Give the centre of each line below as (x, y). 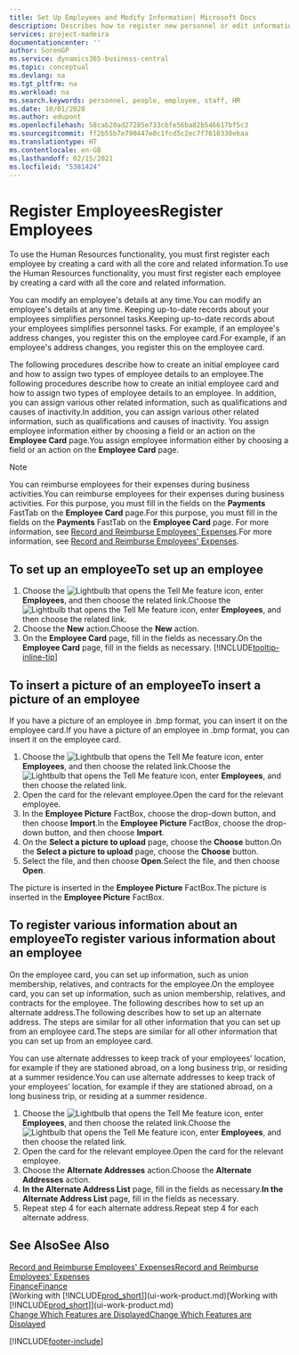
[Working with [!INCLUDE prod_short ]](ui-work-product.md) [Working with (144, 1295)
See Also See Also (59, 1246)
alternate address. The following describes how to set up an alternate (135, 1012)
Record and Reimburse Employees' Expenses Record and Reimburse (134, 1267)
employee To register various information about (142, 939)
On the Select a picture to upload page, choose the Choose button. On (152, 842)
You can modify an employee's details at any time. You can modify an (136, 300)
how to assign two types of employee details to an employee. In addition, (143, 393)
